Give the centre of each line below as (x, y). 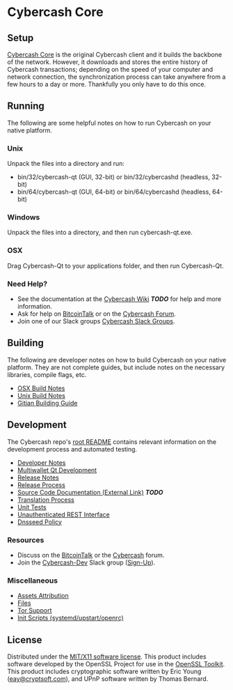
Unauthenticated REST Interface (63, 514)
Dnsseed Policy (40, 522)
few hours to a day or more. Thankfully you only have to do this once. (107, 84)
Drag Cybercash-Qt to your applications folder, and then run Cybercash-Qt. (115, 266)
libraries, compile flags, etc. (47, 374)
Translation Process (46, 500)
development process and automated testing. (72, 449)
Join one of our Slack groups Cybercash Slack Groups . (96, 321)
